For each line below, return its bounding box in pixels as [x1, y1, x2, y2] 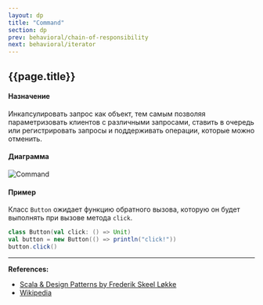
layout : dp [8, 11, 44, 20]
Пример [8, 187, 37, 197]
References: [8, 264, 49, 274]
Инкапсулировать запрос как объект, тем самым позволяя [8, 109, 206, 118]
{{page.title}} [8, 70, 76, 83]
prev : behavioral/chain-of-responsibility [8, 33, 149, 42]
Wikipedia [19, 288, 52, 297]
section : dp [8, 26, 47, 34]
